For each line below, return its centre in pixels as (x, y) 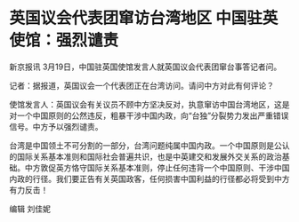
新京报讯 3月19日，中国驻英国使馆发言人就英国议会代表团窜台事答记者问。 (145, 67)
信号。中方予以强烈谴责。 (56, 126)
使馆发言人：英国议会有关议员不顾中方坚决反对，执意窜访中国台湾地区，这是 (149, 104)
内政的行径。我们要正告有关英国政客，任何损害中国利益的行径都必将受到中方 (149, 178)
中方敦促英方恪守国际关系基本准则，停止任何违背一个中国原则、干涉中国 (157, 167)
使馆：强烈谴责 (64, 40)
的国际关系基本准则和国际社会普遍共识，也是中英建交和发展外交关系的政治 (145, 156)
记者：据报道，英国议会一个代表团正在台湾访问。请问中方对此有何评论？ (141, 85)
